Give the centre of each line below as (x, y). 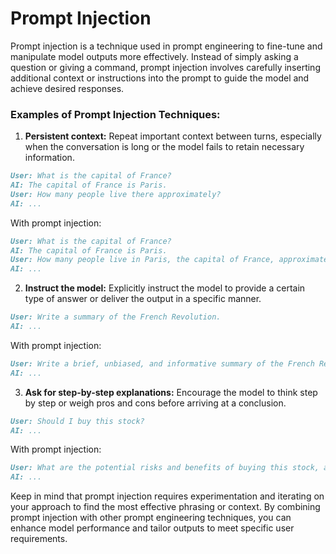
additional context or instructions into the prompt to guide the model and (160, 78)
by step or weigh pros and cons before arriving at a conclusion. (155, 403)
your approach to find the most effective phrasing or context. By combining (165, 507)
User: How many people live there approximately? (116, 194)
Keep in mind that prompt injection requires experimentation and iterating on (167, 496)
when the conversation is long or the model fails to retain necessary (164, 147)
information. (49, 158)
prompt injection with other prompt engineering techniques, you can (151, 518)
